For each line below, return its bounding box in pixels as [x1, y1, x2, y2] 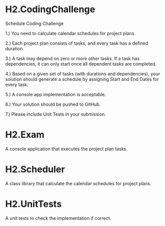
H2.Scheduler [5, 164, 65, 175]
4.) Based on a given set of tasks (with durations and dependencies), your [5, 70, 160, 77]
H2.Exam [5, 129, 45, 140]
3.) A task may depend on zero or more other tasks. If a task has [5, 55, 140, 62]
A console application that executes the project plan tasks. [5, 146, 128, 152]
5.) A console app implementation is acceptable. [5, 91, 107, 97]
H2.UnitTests [5, 199, 62, 210]
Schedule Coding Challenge [5, 20, 64, 26]
